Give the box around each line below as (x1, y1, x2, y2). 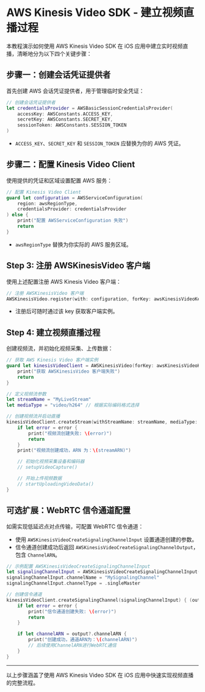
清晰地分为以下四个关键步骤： (16, 50, 92, 57)
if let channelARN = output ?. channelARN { (17, 631, 127, 637)
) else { (6, 212, 29, 218)
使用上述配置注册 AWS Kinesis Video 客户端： (6, 278, 122, 285)
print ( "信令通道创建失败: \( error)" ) (28, 608, 117, 615)
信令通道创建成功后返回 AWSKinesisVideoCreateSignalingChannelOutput (15, 543, 193, 550)
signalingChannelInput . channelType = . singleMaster (6, 580, 140, 587)
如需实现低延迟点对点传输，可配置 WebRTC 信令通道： (6, 522, 144, 530)
